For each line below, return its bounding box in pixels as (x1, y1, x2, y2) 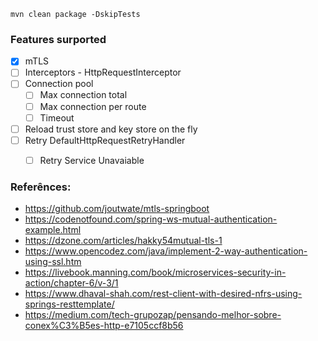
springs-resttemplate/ (24, 298, 115, 310)
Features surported (10, 32, 107, 46)
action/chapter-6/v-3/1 (24, 277, 119, 289)
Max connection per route (39, 100, 147, 112)
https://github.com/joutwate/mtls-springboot (24, 203, 210, 215)
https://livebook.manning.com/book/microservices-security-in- (24, 266, 287, 279)
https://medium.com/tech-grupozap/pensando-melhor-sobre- (24, 309, 282, 321)
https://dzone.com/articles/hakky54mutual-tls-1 (24, 235, 223, 247)
